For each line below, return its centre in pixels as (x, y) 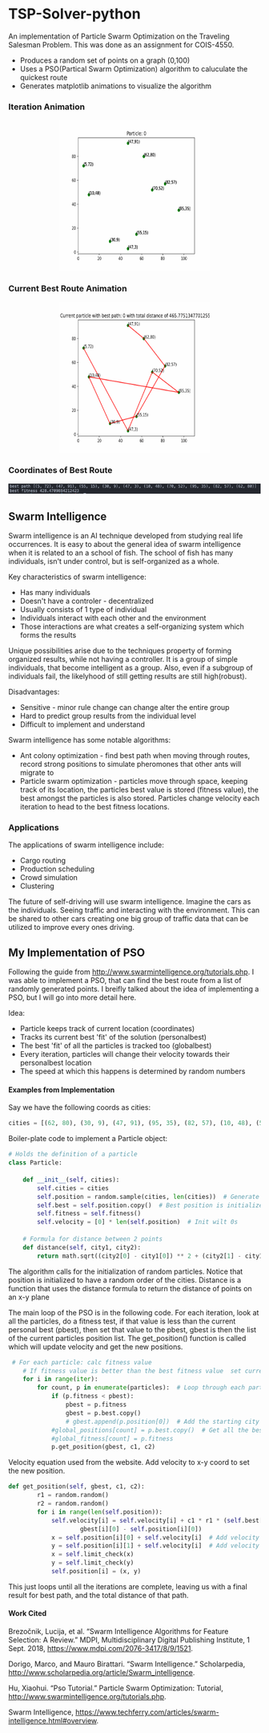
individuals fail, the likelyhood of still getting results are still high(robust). (128, 676)
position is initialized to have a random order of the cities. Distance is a (125, 1280)
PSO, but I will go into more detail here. (72, 997)
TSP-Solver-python (75, 14)
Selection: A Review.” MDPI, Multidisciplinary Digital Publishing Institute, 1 (129, 1640)
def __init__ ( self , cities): (71, 1180)
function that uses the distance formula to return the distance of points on (130, 1288)
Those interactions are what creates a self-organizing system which (132, 626)
